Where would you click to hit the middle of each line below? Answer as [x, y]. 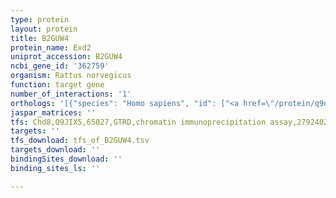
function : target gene [57, 85]
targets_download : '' [55, 150]
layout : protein [44, 29]
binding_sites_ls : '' [55, 168]
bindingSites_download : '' [66, 159]
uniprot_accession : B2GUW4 [66, 57]
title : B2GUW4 [40, 38]
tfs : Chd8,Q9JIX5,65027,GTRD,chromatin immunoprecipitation [138, 122]
